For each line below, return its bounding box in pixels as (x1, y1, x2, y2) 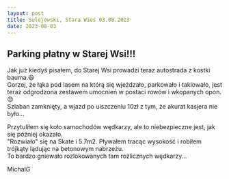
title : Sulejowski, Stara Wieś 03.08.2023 (7, 16, 130, 23)
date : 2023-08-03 (7, 23, 57, 29)
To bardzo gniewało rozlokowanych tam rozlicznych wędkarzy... (7, 152, 187, 161)
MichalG (7, 165, 31, 174)
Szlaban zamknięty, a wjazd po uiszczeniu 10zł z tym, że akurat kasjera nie (7, 102, 218, 111)
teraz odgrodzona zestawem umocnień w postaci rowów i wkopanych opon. (7, 88, 222, 96)
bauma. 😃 (7, 73, 35, 82)
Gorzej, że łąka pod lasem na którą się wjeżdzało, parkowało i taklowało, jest (7, 81, 223, 89)
